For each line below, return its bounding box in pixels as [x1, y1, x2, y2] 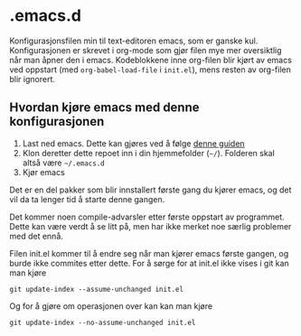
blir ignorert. [9, 73, 56, 84]
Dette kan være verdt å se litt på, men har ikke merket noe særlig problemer [9, 220, 292, 231]
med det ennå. [9, 230, 63, 241]
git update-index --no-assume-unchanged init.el [9, 318, 196, 327]
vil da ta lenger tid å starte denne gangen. [9, 193, 165, 204]
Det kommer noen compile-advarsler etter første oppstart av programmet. [9, 211, 285, 222]
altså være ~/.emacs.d [22, 157, 106, 168]
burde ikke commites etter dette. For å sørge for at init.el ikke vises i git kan [9, 257, 289, 268]
